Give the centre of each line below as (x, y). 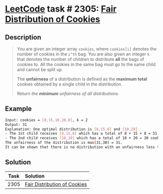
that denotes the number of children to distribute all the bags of (81, 59)
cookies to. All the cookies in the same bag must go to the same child (86, 64)
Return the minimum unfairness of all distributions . (68, 94)
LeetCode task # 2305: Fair (61, 9)
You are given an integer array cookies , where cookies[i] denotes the (87, 49)
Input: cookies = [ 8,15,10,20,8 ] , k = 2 (47, 120)
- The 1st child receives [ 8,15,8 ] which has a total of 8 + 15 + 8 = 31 (81, 134)
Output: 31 (16, 124)
